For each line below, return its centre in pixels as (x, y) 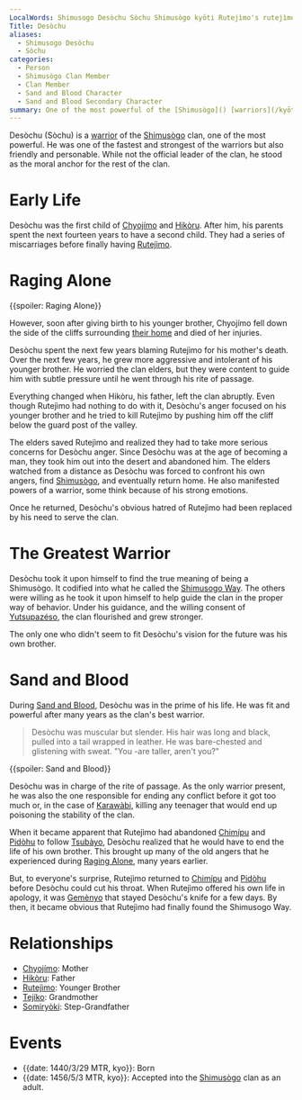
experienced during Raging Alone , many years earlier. (109, 861)
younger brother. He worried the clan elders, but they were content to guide (150, 369)
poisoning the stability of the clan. (72, 815)
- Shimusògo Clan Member (64, 77)
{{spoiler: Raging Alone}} (55, 306)
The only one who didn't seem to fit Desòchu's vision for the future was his (148, 635)
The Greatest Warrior (90, 554)
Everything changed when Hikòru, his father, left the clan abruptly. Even (142, 396)
